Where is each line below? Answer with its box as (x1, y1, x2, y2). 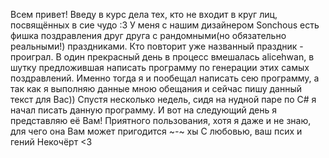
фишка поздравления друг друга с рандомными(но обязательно (10, 30, 287, 41)
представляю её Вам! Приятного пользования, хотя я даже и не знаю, (10, 115, 312, 126)
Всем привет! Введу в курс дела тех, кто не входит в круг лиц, (10, 9, 278, 20)
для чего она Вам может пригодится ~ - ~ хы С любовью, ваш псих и (10, 125, 303, 137)
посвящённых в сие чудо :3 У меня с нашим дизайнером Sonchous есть (10, 19, 320, 31)
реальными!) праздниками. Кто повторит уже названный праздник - (10, 40, 304, 52)
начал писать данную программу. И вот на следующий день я (10, 104, 278, 116)
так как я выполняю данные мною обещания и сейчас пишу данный (10, 83, 303, 94)
